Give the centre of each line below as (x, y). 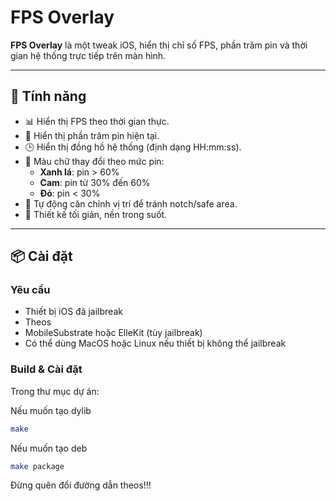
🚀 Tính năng (48, 96)
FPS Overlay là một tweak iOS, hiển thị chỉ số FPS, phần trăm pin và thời (159, 45)
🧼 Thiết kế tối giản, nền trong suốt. (96, 214)
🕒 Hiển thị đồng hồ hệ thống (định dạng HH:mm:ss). (133, 147)
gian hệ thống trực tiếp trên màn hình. (88, 55)
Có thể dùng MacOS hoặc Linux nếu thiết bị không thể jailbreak (155, 343)
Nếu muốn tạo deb (49, 448)
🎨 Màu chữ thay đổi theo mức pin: (94, 161)
